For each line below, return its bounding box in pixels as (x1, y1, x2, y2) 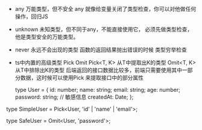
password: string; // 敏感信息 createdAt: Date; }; (14, 93, 134, 100)
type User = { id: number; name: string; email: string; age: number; (14, 86, 181, 93)
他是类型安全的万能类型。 (14, 33, 79, 41)
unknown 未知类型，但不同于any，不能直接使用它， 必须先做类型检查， (14, 26, 193, 33)
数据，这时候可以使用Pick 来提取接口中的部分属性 (20, 74, 144, 81)
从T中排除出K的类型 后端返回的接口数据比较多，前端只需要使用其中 (14, 67, 183, 74)
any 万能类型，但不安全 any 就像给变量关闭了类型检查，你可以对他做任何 (14, 5, 197, 12)
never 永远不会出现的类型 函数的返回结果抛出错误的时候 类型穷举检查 (14, 46, 187, 53)
